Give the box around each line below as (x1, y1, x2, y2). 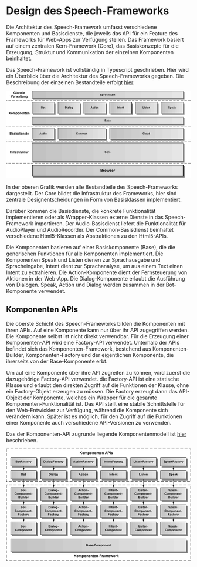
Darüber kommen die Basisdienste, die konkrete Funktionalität (6, 207, 156, 214)
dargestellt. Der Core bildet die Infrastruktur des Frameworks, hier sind (6, 189, 177, 196)
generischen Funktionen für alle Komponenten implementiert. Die (6, 250, 164, 257)
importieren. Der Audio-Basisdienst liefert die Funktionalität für (34, 219, 186, 227)
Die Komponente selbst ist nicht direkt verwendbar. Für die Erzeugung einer (6, 332, 189, 339)
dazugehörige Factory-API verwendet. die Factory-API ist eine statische (6, 375, 179, 382)
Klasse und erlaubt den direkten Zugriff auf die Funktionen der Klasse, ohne (6, 381, 189, 389)
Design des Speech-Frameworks (6, 4, 169, 18)
